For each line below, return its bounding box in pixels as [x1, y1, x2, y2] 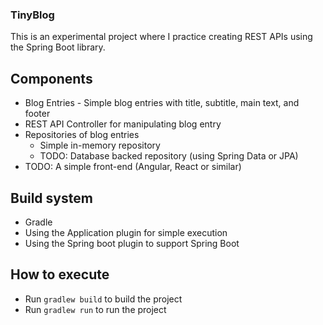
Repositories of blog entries [24, 129, 140, 141]
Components [10, 70, 93, 87]
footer [24, 108, 51, 120]
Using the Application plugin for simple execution [24, 226, 228, 238]
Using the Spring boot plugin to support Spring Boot [24, 237, 240, 249]
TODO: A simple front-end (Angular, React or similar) [24, 161, 242, 173]
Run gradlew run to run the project [24, 303, 167, 315]
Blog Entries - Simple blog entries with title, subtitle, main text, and [24, 97, 300, 109]
